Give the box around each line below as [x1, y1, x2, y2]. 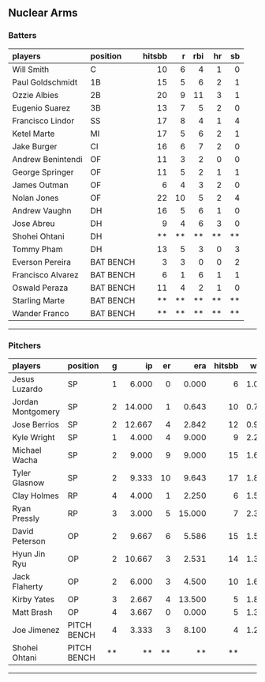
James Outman [12, 179, 69, 190]
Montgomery [12, 406, 61, 417]
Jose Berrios [12, 419, 59, 430]
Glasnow [12, 477, 45, 488]
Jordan [12, 396, 39, 407]
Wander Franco [12, 307, 69, 318]
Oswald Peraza [12, 282, 69, 293]
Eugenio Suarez [12, 102, 71, 113]
